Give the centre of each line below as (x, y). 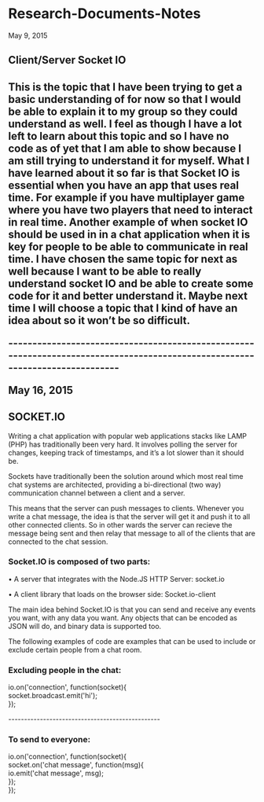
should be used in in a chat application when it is (129, 234)
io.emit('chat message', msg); (56, 773)
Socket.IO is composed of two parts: (79, 561)
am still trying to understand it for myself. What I (129, 161)
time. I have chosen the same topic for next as (123, 259)
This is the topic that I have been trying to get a (125, 87)
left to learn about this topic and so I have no (119, 136)
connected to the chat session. (58, 541)
